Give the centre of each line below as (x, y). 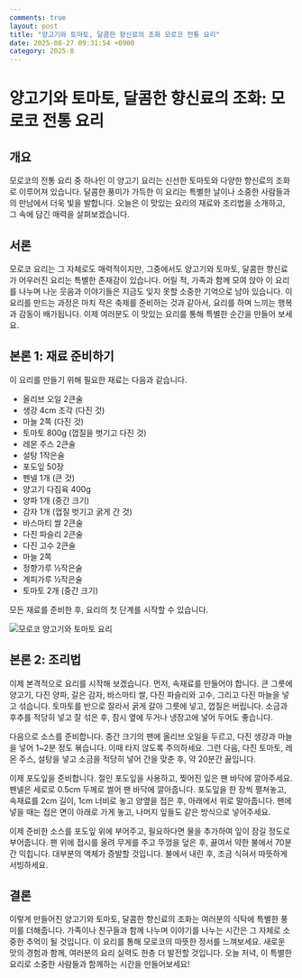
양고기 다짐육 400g (57, 489)
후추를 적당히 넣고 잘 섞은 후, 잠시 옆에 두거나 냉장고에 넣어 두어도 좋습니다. (141, 717)
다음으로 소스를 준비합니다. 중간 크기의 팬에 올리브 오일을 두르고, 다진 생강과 (143, 736)
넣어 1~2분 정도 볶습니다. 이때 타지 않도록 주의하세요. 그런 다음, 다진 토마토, (151, 747)
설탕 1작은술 (43, 455)
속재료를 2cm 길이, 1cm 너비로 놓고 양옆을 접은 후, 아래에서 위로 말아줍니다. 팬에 (151, 800)
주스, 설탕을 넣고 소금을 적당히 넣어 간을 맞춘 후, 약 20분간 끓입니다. (137, 759)
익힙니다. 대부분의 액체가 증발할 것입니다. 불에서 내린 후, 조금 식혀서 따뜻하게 (153, 854)
